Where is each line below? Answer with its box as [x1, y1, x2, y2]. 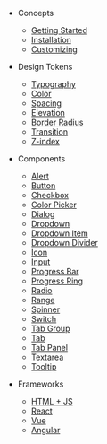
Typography [30, 79, 76, 89]
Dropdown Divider [30, 238, 98, 248]
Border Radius [30, 117, 84, 127]
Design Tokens [17, 62, 73, 72]
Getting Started [30, 25, 87, 35]
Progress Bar [30, 266, 79, 276]
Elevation [30, 108, 65, 118]
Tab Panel [30, 343, 69, 353]
